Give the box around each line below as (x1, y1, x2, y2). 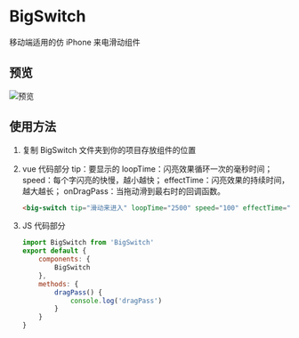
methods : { (38, 279, 79, 288)
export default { (21, 246, 87, 255)
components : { (38, 255, 91, 264)
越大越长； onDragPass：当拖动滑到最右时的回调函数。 (21, 185, 225, 197)
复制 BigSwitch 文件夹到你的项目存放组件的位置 (21, 144, 197, 155)
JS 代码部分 (21, 221, 66, 231)
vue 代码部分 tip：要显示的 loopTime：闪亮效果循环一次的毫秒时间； (21, 163, 273, 174)
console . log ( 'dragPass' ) (69, 296, 163, 305)
